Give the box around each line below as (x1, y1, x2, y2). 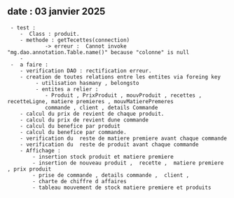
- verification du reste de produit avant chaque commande (20, 140, 199, 148)
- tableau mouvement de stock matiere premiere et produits (32, 184, 212, 191)
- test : (10, 24, 36, 31)
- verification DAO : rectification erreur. (20, 67, 152, 74)
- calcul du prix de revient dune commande (20, 116, 149, 124)
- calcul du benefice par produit (20, 122, 121, 129)
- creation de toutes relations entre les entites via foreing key (20, 73, 221, 80)
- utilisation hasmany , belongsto (35, 79, 139, 86)
